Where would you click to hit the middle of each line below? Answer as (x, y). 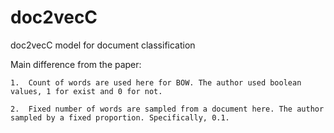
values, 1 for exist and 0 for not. (86, 91)
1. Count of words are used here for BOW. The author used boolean (156, 82)
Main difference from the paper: (76, 64)
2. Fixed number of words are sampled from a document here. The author (167, 109)
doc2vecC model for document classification (103, 45)
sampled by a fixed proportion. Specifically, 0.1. (120, 117)
